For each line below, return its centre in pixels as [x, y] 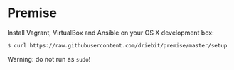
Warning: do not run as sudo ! [49, 59]
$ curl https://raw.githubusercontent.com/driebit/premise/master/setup [117, 45]
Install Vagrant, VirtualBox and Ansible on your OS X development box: [111, 33]
